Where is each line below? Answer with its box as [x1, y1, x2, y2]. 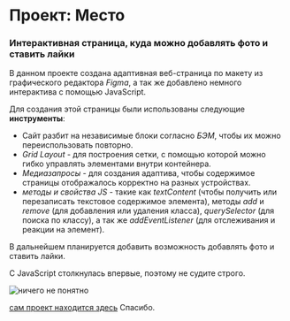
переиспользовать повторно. [21, 140, 134, 150]
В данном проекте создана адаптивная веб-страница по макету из [9, 68, 263, 79]
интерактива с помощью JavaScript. [9, 87, 147, 97]
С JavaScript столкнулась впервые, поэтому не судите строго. [9, 268, 246, 279]
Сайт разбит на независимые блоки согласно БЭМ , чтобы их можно [21, 130, 281, 141]
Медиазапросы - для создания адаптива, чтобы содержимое [21, 168, 256, 179]
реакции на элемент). [21, 225, 105, 235]
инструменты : [9, 113, 65, 124]
